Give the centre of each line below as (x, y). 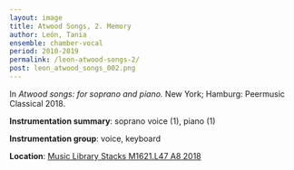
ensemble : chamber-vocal (56, 43)
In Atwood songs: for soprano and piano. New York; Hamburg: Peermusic (147, 94)
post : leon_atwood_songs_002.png (73, 69)
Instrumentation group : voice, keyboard (85, 138)
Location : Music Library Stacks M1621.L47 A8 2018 (105, 156)
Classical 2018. (38, 103)
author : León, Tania (49, 34)
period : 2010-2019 (44, 52)
